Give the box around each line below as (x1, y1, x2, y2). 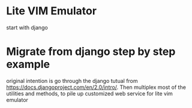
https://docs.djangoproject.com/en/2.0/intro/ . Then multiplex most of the (6, 84, 186, 91)
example (6, 58, 50, 71)
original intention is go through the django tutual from (6, 77, 138, 84)
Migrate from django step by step (6, 45, 176, 58)
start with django (6, 24, 48, 31)
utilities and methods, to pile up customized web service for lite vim (6, 90, 173, 97)
